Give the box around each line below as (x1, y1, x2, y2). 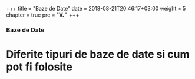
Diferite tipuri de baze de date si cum (6, 48, 190, 61)
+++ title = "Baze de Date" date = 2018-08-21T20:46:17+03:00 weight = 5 (6, 5, 186, 12)
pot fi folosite (6, 60, 72, 74)
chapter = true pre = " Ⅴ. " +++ (6, 11, 80, 18)
